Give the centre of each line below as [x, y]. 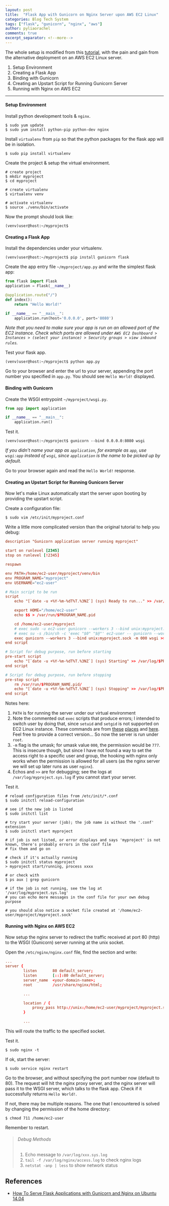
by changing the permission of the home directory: [58, 1109]
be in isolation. [20, 144]
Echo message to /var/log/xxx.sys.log [66, 1155]
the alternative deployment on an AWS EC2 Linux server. [64, 57]
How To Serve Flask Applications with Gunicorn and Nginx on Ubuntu [84, 1193]
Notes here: [17, 703]
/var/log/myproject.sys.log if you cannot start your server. [74, 777]
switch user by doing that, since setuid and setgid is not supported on [86, 724]
